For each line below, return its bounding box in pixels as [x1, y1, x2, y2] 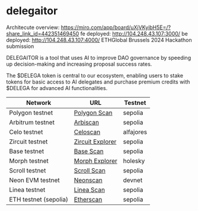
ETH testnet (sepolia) [9, 195, 68, 203]
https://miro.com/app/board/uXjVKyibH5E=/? [60, 24, 171, 31]
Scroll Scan [74, 166, 106, 174]
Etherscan [74, 195, 103, 203]
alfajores [123, 127, 148, 136]
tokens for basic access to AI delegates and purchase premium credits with [6, 78, 190, 85]
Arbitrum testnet [9, 118, 55, 126]
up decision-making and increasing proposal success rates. [6, 60, 152, 68]
